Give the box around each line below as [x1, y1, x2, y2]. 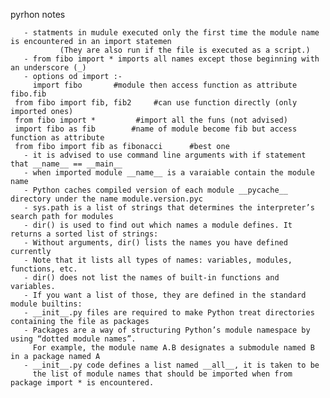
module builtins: [10, 299, 83, 309]
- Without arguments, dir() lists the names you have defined [23, 238, 288, 248]
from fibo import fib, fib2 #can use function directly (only [14, 98, 298, 108]
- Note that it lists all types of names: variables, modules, [23, 255, 293, 265]
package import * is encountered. [10, 378, 155, 388]
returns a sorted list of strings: [10, 229, 159, 239]
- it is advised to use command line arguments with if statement [23, 150, 307, 160]
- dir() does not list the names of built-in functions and [23, 273, 280, 283]
